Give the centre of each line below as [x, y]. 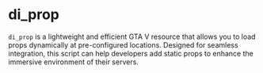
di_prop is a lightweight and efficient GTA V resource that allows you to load [132, 36]
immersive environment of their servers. [73, 62]
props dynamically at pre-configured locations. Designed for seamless [124, 44]
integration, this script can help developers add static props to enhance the [131, 53]
